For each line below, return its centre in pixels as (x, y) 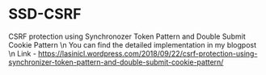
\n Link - (22, 53)
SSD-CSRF (45, 14)
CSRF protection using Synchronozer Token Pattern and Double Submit (127, 36)
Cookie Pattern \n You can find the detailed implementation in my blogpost (133, 44)
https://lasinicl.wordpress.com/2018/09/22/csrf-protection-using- (148, 53)
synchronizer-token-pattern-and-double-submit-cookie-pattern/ (116, 62)
